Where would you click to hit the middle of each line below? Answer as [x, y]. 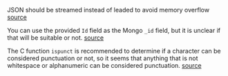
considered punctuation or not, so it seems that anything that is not [103, 58]
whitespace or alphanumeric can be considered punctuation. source [104, 65]
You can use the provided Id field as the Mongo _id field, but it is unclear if [114, 30]
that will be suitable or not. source [56, 38]
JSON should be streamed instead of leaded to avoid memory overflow [108, 10]
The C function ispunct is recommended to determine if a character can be [114, 51]
